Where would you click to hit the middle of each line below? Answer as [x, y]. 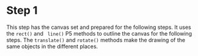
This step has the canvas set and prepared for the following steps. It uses [99, 27]
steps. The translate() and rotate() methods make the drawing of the [96, 40]
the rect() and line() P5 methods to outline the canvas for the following [99, 33]
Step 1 [22, 11]
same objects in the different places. [52, 46]
